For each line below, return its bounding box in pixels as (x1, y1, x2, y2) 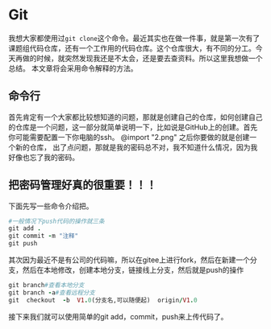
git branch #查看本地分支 (8, 282, 85, 290)
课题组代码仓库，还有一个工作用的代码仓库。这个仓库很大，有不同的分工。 (8, 43, 256, 53)
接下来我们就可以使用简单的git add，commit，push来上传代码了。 (8, 311, 228, 321)
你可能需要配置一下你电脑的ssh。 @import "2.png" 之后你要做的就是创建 (8, 132, 250, 142)
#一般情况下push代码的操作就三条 (8, 217, 105, 225)
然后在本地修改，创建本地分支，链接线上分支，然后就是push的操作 (22, 265, 244, 275)
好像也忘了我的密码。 (8, 152, 79, 162)
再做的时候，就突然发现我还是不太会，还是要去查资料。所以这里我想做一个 (15, 53, 263, 63)
